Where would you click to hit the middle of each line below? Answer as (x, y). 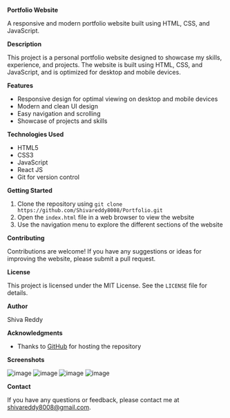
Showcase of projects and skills (63, 121)
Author (18, 306)
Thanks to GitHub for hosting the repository (79, 346)
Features (20, 85)
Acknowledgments (35, 333)
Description (25, 44)
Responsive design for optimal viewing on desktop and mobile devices (117, 99)
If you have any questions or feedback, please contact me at (93, 400)
